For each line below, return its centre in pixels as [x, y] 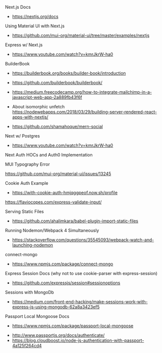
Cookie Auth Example [27, 183]
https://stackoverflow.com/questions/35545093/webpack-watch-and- [83, 240]
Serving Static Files [24, 211]
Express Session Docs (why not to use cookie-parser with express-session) [81, 273]
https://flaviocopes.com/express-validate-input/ [53, 202]
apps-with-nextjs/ [30, 117]
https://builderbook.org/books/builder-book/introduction [69, 73]
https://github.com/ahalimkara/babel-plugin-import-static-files [75, 221]
